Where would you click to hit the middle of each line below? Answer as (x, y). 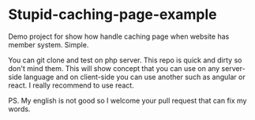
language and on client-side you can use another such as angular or (135, 77)
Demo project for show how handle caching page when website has (119, 36)
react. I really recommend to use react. (71, 85)
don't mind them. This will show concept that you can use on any (114, 68)
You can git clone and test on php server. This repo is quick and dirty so (125, 60)
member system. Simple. (49, 44)
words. (19, 109)
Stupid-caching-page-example (112, 15)
